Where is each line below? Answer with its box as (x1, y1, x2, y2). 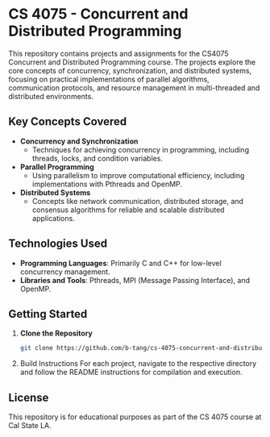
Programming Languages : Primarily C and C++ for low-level (19, 258, 222, 268)
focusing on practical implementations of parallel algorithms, (8, 74, 210, 84)
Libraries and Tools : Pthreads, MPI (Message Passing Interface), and (19, 275, 251, 285)
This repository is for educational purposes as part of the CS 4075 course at (8, 412, 262, 422)
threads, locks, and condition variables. (31, 153, 164, 163)
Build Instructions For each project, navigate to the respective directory (19, 359, 257, 368)
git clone (19, 344, 54, 352)
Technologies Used (8, 237, 107, 251)
